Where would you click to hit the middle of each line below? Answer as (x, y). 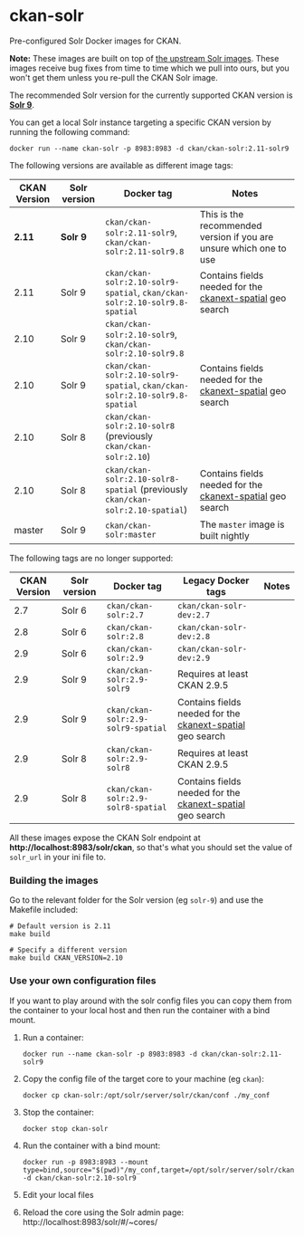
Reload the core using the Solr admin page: (103, 1212)
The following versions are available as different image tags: (121, 165)
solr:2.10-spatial (145, 510)
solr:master (131, 534)
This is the (222, 214)
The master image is (242, 524)
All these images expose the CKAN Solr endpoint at (105, 838)
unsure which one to (243, 248)
